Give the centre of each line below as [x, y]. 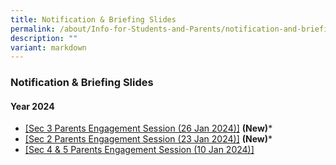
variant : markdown [48, 47]
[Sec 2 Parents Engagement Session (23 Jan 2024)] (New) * [148, 139]
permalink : [33, 29]
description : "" [44, 38]
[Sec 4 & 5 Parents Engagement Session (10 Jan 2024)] [139, 150]
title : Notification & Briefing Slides [93, 19]
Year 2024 [32, 106]
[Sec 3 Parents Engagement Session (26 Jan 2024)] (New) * [148, 128]
